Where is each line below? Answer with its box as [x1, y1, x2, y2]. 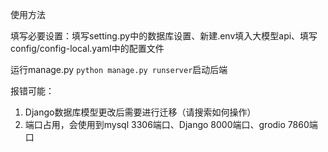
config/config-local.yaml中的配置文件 [10, 43, 165, 54]
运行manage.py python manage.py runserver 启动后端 [10, 64, 228, 75]
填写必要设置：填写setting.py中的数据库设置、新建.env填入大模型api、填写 [10, 30, 318, 42]
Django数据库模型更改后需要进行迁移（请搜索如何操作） [24, 106, 257, 118]
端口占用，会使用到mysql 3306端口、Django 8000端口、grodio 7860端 [24, 119, 318, 130]
